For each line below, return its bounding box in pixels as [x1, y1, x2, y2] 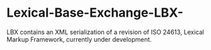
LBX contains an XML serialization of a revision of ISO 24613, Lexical [6, 28, 205, 36]
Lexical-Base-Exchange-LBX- [6, 5, 184, 21]
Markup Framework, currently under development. [6, 35, 152, 43]
